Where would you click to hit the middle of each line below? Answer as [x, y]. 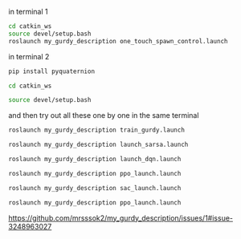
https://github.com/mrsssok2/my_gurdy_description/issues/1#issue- [121, 218]
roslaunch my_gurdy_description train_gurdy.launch [96, 130]
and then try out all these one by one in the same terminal [104, 115]
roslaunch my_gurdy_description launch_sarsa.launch [98, 145]
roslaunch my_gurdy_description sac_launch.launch [95, 188]
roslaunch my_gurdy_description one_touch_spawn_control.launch [118, 41]
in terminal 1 [28, 12]
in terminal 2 [29, 56]
